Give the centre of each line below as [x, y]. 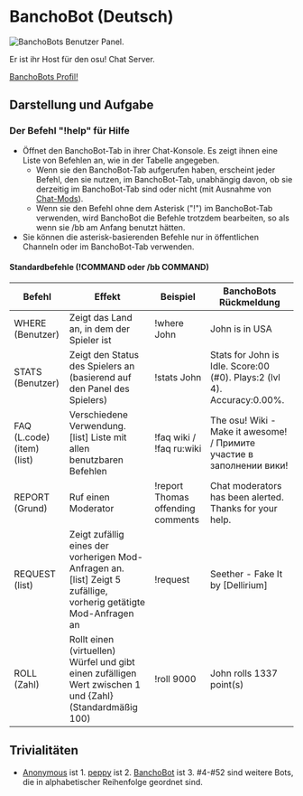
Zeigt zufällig [96, 534]
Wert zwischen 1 [105, 684]
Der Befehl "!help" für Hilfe [70, 131]
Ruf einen [89, 497]
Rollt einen [92, 639]
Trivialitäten [44, 750]
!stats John [178, 377]
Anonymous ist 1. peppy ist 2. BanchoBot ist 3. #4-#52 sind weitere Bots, [158, 772]
